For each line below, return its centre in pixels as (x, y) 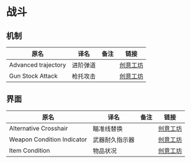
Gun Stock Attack (34, 76)
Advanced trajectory (38, 65)
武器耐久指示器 (114, 139)
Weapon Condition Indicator (48, 139)
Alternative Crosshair (39, 128)
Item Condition (30, 150)
